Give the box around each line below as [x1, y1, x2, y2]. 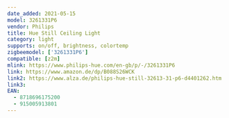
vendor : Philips [7, 23, 54, 30]
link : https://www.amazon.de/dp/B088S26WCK [7, 68, 135, 75]
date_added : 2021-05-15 [7, 10, 76, 17]
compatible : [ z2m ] [7, 56, 60, 62]
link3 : [7, 81, 26, 88]
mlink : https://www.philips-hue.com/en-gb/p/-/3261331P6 [7, 62, 176, 69]
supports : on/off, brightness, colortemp [7, 42, 129, 49]
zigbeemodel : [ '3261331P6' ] [7, 49, 89, 56]
